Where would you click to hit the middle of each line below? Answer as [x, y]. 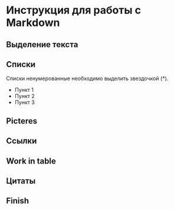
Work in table [31, 161]
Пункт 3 [25, 102]
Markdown [33, 23]
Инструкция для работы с [74, 10]
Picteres [22, 121]
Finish [18, 201]
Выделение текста [42, 44]
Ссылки [22, 141]
